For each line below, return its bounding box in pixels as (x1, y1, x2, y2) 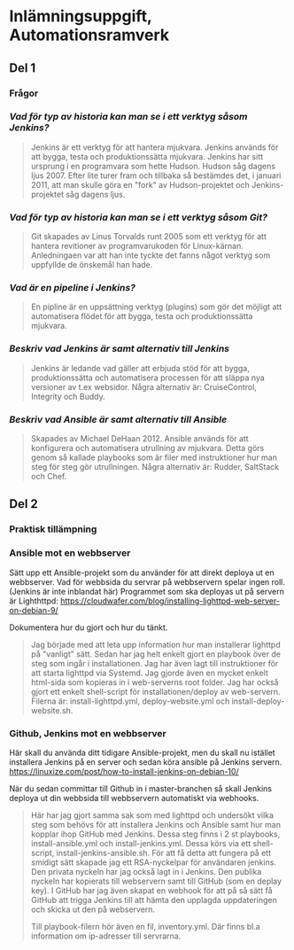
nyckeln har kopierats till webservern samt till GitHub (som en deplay (30, 876, 282, 886)
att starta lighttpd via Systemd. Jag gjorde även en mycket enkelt (30, 667, 268, 678)
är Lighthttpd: (9, 596, 59, 606)
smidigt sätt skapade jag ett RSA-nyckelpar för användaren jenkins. (30, 857, 277, 868)
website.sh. (30, 705, 73, 715)
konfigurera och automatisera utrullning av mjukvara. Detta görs (30, 442, 265, 453)
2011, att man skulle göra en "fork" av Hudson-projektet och (30, 179, 251, 190)
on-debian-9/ (9, 604, 59, 615)
